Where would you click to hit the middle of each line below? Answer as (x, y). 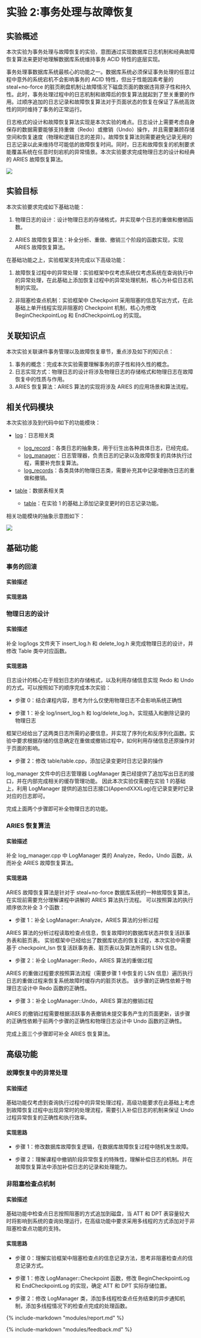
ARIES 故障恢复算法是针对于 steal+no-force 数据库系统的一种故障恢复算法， (100, 892)
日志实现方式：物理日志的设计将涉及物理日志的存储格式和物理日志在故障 (104, 371)
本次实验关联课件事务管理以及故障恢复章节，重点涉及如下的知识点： (90, 351)
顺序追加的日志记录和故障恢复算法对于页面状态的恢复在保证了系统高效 (108, 102)
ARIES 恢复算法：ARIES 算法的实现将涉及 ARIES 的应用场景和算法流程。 (103, 386)
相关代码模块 (30, 407)
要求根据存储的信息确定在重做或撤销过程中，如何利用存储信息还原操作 (103, 741)
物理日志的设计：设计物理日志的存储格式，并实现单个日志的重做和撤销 (101, 220)
